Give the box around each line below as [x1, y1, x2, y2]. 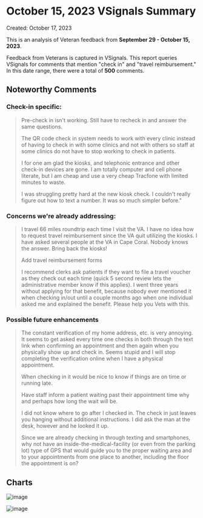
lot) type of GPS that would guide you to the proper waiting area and [21, 447, 192, 454]
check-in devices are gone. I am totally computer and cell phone [21, 165, 182, 173]
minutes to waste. [21, 179, 66, 186]
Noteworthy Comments [6, 85, 97, 95]
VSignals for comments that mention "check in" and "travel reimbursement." [6, 61, 196, 68]
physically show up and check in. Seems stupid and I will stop [21, 349, 176, 356]
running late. [21, 379, 53, 387]
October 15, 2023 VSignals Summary [6, 4, 196, 18]
